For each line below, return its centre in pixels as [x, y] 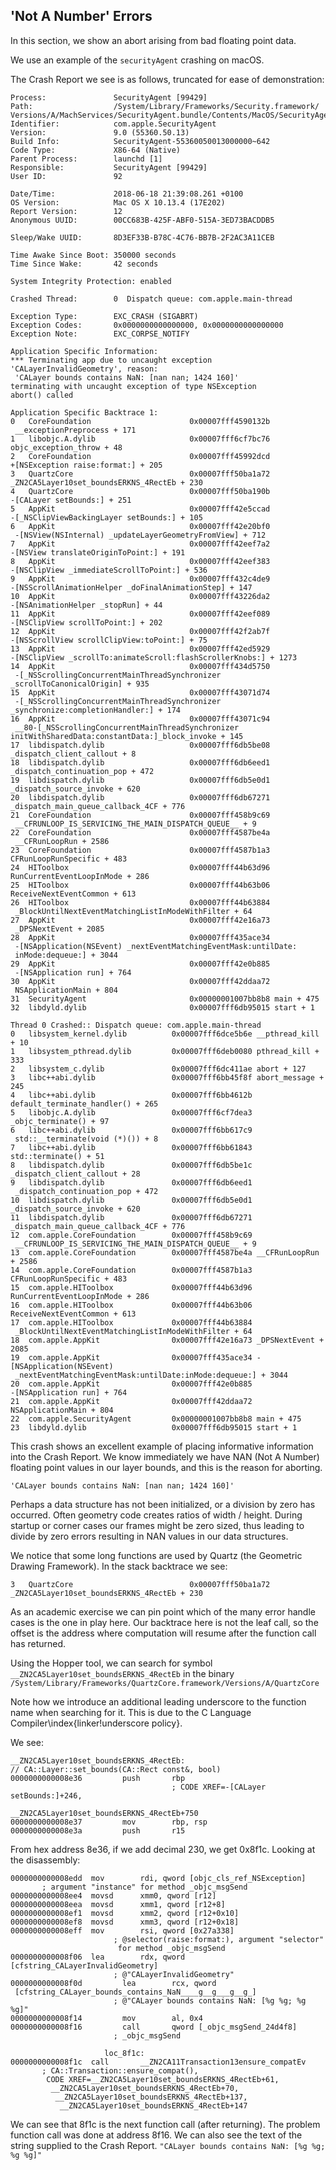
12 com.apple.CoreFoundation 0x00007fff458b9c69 [131, 1235]
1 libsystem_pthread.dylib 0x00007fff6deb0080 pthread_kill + [165, 1051]
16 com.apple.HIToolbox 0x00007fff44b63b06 [131, 1305]
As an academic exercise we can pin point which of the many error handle [163, 1611]
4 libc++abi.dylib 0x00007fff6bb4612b [131, 1095]
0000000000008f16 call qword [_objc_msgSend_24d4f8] [154, 2027]
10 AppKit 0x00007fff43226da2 [140, 596]
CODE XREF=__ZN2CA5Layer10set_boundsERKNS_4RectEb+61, [163, 2079]
